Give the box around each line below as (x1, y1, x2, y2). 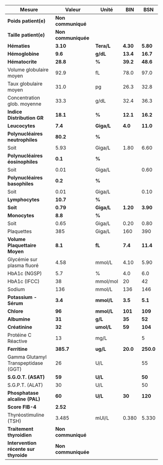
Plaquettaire (7, 242, 36, 248)
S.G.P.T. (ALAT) (7, 382, 43, 388)
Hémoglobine (7, 51, 40, 57)
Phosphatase (7, 390, 39, 396)
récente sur (7, 446, 35, 452)
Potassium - (7, 294, 37, 301)
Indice (7, 108, 22, 115)
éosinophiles (7, 159, 38, 165)
